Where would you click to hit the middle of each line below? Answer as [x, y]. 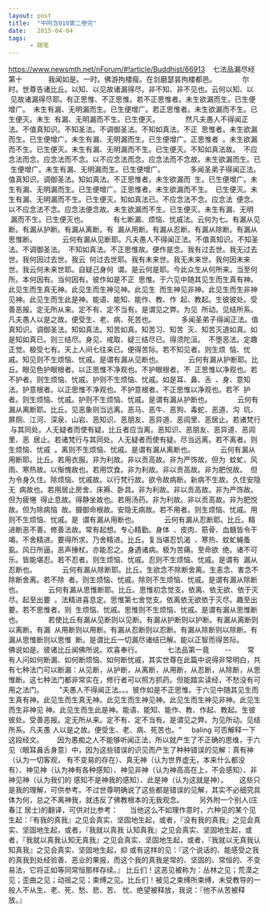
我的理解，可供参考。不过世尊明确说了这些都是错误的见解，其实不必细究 [134, 790]
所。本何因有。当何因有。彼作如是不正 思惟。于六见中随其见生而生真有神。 [133, 279]
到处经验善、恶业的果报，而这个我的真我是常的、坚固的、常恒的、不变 [145, 860]
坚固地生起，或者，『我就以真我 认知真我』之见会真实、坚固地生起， [134, 830]
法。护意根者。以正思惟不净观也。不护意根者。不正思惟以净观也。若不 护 [129, 390]
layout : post [30, 16]
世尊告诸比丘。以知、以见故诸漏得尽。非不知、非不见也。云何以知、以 [138, 90]
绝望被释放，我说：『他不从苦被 [187, 890]
